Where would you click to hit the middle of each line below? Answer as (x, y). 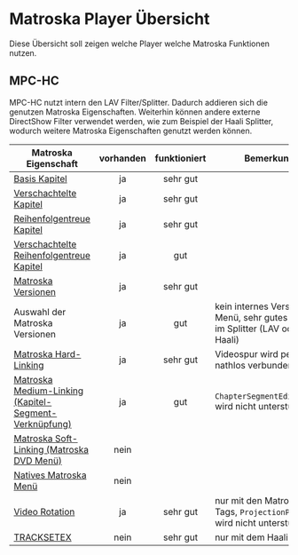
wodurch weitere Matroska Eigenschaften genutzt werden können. (131, 131)
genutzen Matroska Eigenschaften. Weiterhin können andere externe (135, 112)
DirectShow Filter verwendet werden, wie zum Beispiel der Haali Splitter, (141, 121)
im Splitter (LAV (247, 329)
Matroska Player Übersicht (110, 19)
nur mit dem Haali (251, 537)
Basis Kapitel (41, 178)
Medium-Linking (49, 391)
